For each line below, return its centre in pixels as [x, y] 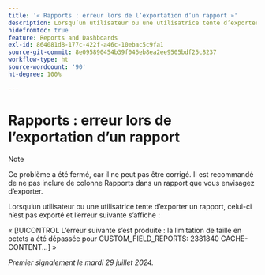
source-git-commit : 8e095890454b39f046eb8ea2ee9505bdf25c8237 [112, 52]
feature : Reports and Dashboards [63, 38]
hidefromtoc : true [38, 30]
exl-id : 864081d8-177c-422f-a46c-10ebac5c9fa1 [86, 45]
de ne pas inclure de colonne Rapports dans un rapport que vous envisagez [131, 183]
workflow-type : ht [38, 60]
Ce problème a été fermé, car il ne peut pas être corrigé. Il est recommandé [131, 174]
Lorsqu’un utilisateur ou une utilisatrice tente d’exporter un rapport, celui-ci [130, 206]
